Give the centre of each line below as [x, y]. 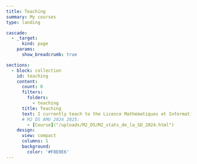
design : [26, 130]
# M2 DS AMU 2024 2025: [51, 119]
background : [36, 146]
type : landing [23, 22]
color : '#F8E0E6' [48, 152]
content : [27, 81]
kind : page [35, 44]
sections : [18, 65]
